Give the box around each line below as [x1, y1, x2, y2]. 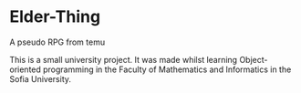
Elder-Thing [9, 6, 101, 27]
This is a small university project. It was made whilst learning [9, 54, 238, 65]
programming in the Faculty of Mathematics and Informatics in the [42, 64, 292, 75]
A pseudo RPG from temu [9, 36, 106, 47]
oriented [9, 64, 41, 75]
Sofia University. [9, 73, 71, 84]
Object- [239, 54, 268, 65]
